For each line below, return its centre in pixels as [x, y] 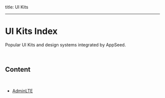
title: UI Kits [17, 7]
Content [18, 69]
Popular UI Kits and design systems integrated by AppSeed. [66, 45]
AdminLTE [22, 91]
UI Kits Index [31, 31]
